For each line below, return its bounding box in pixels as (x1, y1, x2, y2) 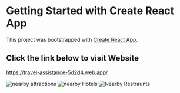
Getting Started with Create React (6, 4, 175, 18)
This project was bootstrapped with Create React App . (6, 36, 138, 43)
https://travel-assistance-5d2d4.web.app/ (6, 69, 108, 76)
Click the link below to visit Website (6, 53, 139, 63)
